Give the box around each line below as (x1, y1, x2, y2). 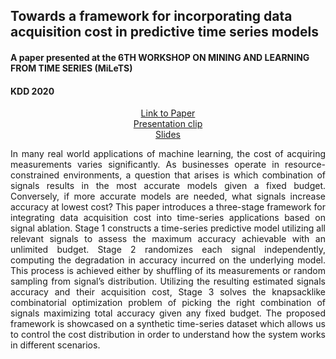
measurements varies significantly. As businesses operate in (10, 159, 280, 171)
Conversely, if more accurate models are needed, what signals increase (10, 190, 326, 203)
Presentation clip (133, 118, 203, 130)
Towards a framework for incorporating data (10, 8, 293, 25)
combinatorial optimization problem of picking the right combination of (10, 297, 326, 309)
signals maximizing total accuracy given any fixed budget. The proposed (10, 307, 326, 319)
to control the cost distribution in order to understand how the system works (10, 329, 326, 341)
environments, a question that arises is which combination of (63, 169, 326, 181)
